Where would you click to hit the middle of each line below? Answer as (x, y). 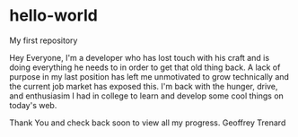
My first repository (44, 40)
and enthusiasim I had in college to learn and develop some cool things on (147, 96)
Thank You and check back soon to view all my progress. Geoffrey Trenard (148, 123)
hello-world (54, 16)
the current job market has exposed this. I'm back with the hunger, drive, (144, 86)
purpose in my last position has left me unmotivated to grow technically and (149, 76)
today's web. (33, 105)
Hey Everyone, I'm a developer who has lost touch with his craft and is (140, 57)
